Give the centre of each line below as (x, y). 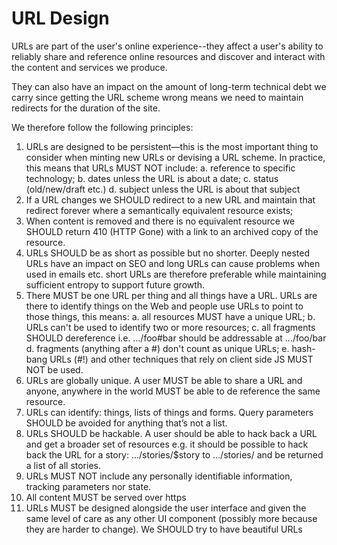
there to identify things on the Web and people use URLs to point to (164, 306)
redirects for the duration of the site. (86, 108)
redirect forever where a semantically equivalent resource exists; (159, 210)
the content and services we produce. (89, 67)
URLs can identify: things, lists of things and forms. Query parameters (169, 412)
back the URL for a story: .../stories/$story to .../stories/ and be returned (174, 454)
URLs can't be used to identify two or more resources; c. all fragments (170, 327)
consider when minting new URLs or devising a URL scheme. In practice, (175, 157)
